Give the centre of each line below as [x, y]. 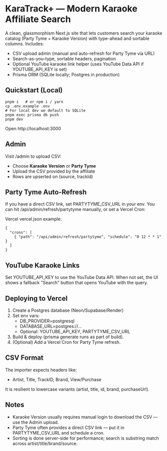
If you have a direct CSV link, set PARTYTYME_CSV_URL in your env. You [80, 204]
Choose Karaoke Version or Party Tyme [54, 166]
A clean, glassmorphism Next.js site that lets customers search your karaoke [84, 33]
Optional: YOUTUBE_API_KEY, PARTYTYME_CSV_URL [75, 332]
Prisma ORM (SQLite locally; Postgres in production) [66, 74]
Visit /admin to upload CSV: [33, 156]
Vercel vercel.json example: [34, 219]
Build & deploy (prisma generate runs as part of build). [68, 337]
